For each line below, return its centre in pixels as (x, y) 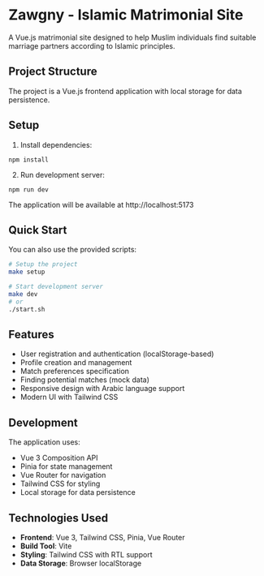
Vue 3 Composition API (59, 458)
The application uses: (45, 442)
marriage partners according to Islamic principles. (92, 45)
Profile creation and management (76, 363)
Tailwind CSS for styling (60, 484)
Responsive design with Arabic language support (102, 389)
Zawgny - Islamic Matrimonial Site (126, 15)
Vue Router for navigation (63, 475)
